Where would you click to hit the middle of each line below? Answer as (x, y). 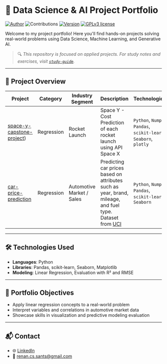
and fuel (110, 205)
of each (109, 129)
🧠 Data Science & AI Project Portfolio (82, 10)
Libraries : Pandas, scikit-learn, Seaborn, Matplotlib (65, 267)
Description (114, 98)
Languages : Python (33, 262)
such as (109, 186)
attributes (111, 180)
